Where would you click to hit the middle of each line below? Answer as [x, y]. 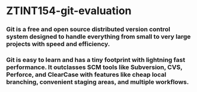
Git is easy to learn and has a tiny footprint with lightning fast [96, 60]
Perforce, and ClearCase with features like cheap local [86, 75]
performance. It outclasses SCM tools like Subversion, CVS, [94, 67]
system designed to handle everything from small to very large [99, 37]
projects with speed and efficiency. [58, 44]
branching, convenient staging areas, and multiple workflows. [98, 82]
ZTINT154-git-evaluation [69, 11]
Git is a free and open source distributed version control [88, 29]
